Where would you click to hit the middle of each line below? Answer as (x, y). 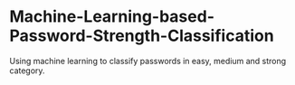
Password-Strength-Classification (142, 36)
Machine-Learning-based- (112, 17)
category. (27, 71)
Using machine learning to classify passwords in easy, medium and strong (148, 61)
